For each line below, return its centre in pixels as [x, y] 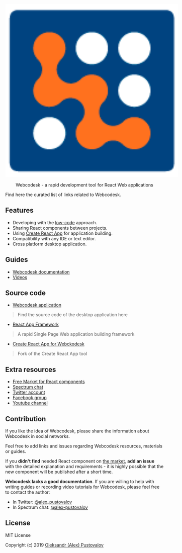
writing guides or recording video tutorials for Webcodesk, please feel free [82, 487]
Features [19, 210]
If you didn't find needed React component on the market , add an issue [80, 461]
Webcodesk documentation [41, 272]
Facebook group [29, 398]
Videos [20, 277]
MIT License [18, 535]
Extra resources [31, 369]
